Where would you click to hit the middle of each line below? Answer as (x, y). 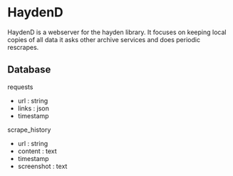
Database (29, 69)
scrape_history (29, 130)
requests (20, 87)
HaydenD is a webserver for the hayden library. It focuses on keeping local (117, 32)
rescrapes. (23, 47)
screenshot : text (42, 166)
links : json (33, 108)
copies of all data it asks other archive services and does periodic (104, 39)
